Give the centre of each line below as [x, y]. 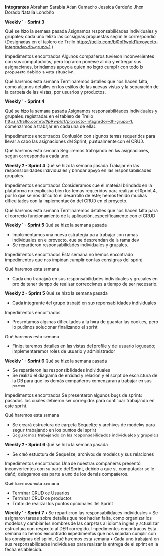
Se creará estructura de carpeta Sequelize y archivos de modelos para [83, 425]
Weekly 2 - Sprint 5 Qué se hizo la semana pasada [56, 293]
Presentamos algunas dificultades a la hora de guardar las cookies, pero [85, 322]
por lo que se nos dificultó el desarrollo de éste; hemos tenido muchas [76, 196]
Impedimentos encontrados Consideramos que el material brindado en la [79, 185]
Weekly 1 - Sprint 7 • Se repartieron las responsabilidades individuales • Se [82, 513]
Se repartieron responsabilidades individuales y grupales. [70, 245]
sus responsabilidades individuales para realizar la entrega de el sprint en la [82, 544]
